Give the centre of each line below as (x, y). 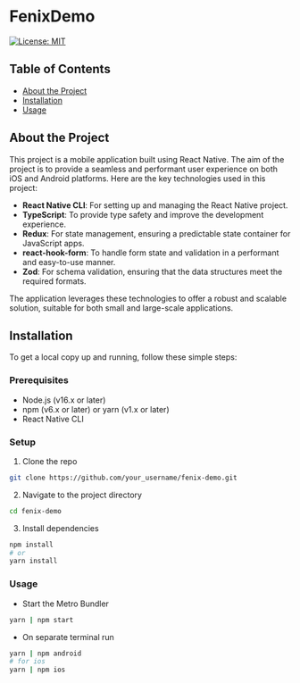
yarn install (33, 561)
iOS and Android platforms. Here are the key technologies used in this (137, 178)
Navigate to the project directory (82, 495)
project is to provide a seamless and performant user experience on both (144, 169)
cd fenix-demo (36, 511)
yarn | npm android (46, 654)
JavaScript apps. (53, 243)
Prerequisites (39, 380)
